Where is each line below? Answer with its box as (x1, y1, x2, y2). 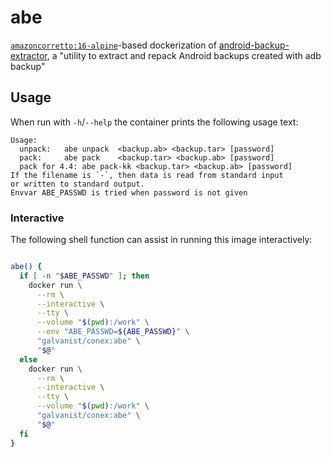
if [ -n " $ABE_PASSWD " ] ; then (19, 271, 150, 281)
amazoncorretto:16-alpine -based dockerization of (10, 39, 217, 51)
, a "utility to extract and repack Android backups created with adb (46, 49, 322, 61)
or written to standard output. (10, 179, 145, 189)
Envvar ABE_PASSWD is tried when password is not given (10, 187, 248, 198)
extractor (10, 49, 48, 61)
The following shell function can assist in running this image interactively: (10, 234, 313, 246)
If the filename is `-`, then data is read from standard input (10, 170, 284, 180)
